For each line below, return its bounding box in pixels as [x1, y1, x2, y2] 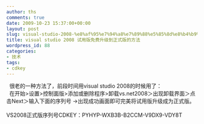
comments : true [6, 15, 45, 21]
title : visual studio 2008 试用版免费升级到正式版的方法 [6, 37, 141, 43]
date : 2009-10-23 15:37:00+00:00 [6, 20, 91, 26]
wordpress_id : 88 [6, 43, 50, 49]
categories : [6, 48, 36, 54]
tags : [6, 59, 20, 65]
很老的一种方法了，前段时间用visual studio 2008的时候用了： [8, 82, 162, 90]
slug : [6, 31, 20, 38]
